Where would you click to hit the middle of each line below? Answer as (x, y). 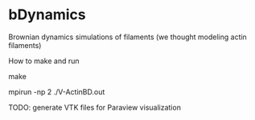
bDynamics (47, 15)
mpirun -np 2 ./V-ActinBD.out (57, 92)
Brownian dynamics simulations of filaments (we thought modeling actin (127, 37)
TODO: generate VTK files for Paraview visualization (95, 107)
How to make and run (44, 61)
